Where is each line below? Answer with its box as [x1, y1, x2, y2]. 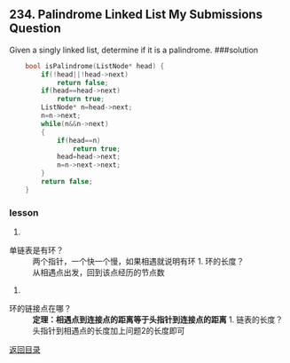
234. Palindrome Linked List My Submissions [9, 7, 263, 22]
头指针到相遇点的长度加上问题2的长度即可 [32, 326, 185, 336]
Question [9, 21, 61, 36]
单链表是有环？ [9, 245, 64, 256]
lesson [9, 206, 39, 218]
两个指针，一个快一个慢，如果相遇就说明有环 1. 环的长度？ [32, 256, 245, 267]
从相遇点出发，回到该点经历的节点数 [32, 267, 165, 278]
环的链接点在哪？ [9, 304, 72, 314]
